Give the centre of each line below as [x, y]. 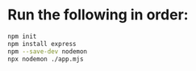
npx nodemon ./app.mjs [46, 59]
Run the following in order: [98, 15]
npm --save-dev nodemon [48, 51]
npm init [22, 36]
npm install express [42, 44]
